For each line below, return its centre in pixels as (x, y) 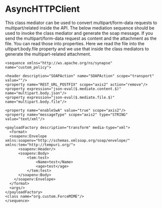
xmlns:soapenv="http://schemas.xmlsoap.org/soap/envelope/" (68, 140)
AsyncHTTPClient (42, 9)
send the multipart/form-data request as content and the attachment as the (81, 38)
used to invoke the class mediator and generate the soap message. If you (79, 33)
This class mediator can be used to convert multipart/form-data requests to (81, 23)
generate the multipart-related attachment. (48, 54)
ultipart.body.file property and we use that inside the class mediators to (77, 49)
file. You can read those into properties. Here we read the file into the (75, 43)
